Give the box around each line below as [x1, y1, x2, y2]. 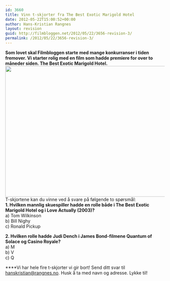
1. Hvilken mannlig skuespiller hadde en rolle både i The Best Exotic [5, 202, 149, 208]
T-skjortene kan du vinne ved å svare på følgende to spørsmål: [5, 196, 136, 203]
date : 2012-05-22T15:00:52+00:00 [5, 17, 76, 22]
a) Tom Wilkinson [5, 212, 41, 218]
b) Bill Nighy [5, 218, 31, 224]
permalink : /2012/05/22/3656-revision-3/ [5, 36, 94, 41]
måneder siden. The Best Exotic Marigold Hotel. [5, 60, 108, 66]
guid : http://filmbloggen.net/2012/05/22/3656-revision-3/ [5, 31, 133, 36]
